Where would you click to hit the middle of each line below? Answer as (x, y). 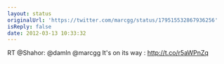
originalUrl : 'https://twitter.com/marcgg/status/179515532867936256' (113, 20)
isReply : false (29, 26)
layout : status (29, 14)
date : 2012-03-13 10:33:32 (47, 33)
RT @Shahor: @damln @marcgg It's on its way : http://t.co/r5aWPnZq (108, 53)
